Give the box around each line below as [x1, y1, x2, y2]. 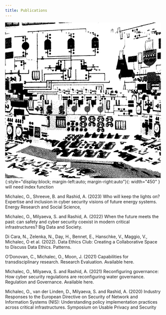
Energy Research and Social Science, [5, 204, 82, 210]
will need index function [5, 184, 54, 190]
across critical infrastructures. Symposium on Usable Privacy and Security [5, 304, 157, 310]
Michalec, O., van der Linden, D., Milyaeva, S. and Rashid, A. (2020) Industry [5, 288, 161, 294]
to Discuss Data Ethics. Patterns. [5, 244, 72, 250]
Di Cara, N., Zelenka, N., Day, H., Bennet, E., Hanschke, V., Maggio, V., [5, 234, 148, 239]
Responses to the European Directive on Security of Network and [5, 294, 138, 300]
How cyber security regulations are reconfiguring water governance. [5, 274, 145, 279]
